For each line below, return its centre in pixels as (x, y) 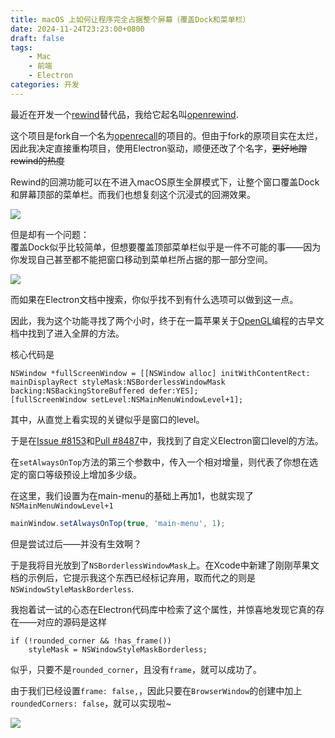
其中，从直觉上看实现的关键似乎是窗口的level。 (107, 419)
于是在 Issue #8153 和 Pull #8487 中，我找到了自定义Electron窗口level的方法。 (167, 440)
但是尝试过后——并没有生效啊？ (76, 543)
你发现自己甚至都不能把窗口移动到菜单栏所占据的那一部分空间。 (141, 259)
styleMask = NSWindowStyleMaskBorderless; (118, 649)
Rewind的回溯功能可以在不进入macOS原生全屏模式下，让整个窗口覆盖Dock (165, 182)
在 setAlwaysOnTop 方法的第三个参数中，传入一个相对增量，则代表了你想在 (160, 462)
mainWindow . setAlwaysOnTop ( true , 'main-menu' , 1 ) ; (118, 523)
